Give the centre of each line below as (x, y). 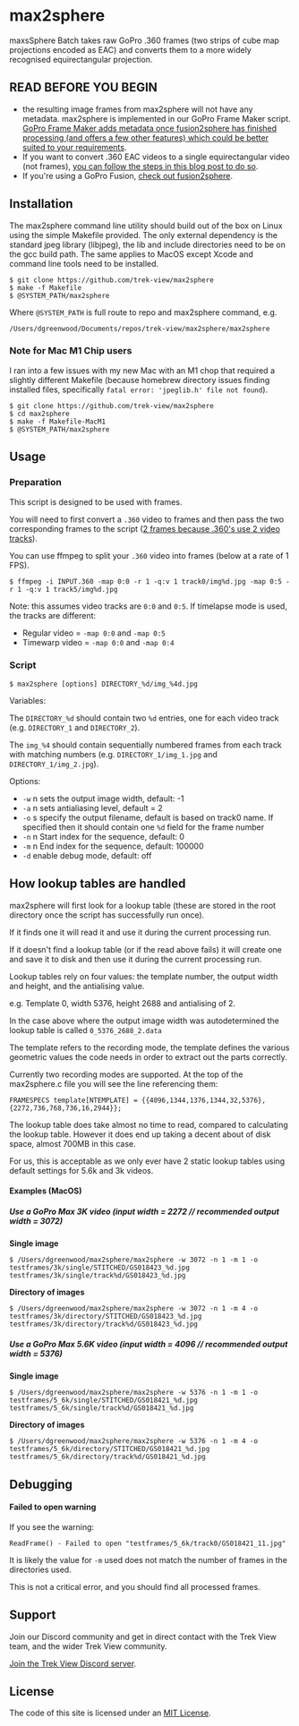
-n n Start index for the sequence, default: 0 (103, 836)
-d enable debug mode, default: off (87, 855)
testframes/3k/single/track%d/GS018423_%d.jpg (98, 1276)
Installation (41, 204)
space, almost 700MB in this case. (73, 1143)
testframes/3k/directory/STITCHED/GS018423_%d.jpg (106, 1317)
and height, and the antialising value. (77, 986)
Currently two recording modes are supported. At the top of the (126, 1074)
